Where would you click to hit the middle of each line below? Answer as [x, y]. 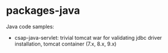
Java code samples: [30, 26]
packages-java [43, 11]
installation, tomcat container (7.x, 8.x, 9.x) [65, 44]
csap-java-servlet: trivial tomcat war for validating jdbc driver [88, 37]
